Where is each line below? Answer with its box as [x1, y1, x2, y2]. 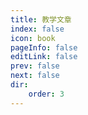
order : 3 [28, 89, 65, 99]
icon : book [10, 33, 56, 43]
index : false [10, 24, 65, 34]
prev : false [10, 61, 60, 71]
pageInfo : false [10, 42, 78, 53]
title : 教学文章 [10, 14, 72, 25]
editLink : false [10, 52, 78, 62]
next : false [10, 71, 60, 81]
